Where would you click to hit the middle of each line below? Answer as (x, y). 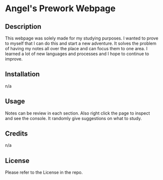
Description (23, 27)
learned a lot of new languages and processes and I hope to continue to (77, 54)
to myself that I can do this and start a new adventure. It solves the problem (81, 43)
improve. (14, 59)
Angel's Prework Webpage (60, 9)
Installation (22, 74)
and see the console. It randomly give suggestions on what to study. (73, 118)
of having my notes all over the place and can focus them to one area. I (76, 49)
